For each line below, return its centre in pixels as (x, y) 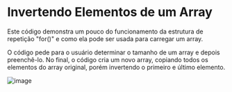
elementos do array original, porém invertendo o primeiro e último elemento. (116, 67)
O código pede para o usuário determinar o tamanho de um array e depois (114, 52)
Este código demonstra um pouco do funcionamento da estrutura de (105, 31)
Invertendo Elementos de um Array (110, 12)
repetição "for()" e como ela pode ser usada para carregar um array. (105, 38)
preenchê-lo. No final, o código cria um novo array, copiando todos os (108, 59)
